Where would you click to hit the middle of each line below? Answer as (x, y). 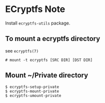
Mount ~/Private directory (47, 75)
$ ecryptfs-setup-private (32, 87)
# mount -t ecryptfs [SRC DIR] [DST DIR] (49, 60)
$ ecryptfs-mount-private (32, 91)
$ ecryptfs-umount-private (33, 95)
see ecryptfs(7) (22, 50)
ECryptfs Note (35, 9)
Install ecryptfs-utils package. (38, 23)
